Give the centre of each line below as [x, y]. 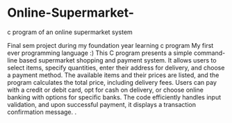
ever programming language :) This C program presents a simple [100, 53]
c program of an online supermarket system [70, 32]
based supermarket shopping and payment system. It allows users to [118, 60]
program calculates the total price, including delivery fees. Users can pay [112, 82]
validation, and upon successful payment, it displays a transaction [102, 104]
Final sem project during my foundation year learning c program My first [110, 45]
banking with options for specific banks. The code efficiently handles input [114, 97]
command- [209, 53]
